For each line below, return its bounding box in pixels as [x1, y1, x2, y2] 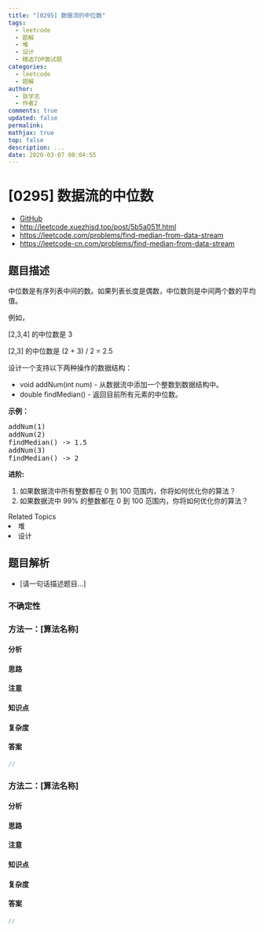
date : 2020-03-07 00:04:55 [8, 151, 97, 158]
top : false [8, 136, 44, 144]
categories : [8, 63, 47, 71]
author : [8, 84, 34, 93]
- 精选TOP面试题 [15, 56, 63, 64]
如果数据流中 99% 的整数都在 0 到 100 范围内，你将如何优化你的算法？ [19, 496, 249, 505]
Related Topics [8, 512, 57, 521]
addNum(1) [8, 423, 46, 431]
